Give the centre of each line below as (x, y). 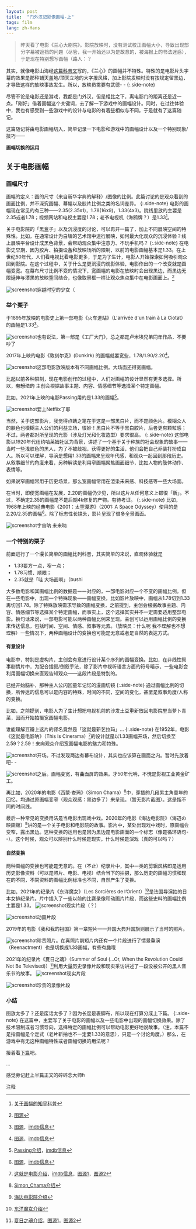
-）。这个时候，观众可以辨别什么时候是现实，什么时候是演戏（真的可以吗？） (91, 839)
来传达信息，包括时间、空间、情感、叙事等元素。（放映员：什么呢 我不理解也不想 (96, 626)
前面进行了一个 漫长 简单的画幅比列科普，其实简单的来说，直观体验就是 (85, 554)
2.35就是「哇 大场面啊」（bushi (48, 579)
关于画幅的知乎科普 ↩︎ (38, 1104)
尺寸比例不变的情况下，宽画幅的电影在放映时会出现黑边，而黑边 (111, 271)
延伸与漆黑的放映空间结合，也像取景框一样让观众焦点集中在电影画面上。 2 (93, 277)
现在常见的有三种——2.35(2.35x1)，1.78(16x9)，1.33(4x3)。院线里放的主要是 (96, 210)
